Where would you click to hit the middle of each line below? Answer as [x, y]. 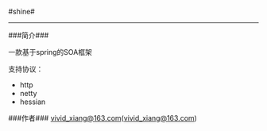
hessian [33, 102]
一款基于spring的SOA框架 [50, 52]
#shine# [22, 12]
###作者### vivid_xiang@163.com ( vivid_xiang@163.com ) [103, 118]
